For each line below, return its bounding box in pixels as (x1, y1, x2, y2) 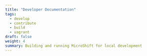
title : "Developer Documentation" (5, 7, 76, 12)
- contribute (9, 20, 37, 26)
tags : (5, 12, 16, 17)
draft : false (5, 35, 32, 39)
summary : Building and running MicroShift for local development (5, 43, 142, 48)
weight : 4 (5, 39, 26, 44)
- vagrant (9, 30, 30, 35)
